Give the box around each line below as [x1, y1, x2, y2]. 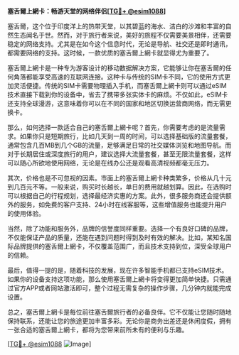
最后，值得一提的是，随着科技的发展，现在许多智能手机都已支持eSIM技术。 [7, 266, 228, 274]
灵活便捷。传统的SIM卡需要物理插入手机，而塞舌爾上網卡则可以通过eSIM [13, 82, 227, 89]
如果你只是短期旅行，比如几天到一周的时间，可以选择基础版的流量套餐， [19, 132, 232, 141]
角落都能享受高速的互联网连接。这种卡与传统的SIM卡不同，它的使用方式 [13, 72, 225, 81]
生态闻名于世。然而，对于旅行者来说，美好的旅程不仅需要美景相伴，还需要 [13, 31, 232, 39]
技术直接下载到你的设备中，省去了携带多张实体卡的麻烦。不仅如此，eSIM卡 [7, 90, 228, 99]
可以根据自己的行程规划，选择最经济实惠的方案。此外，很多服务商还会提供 [7, 192, 225, 200]
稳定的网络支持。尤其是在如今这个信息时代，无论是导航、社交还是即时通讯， [7, 40, 232, 48]
